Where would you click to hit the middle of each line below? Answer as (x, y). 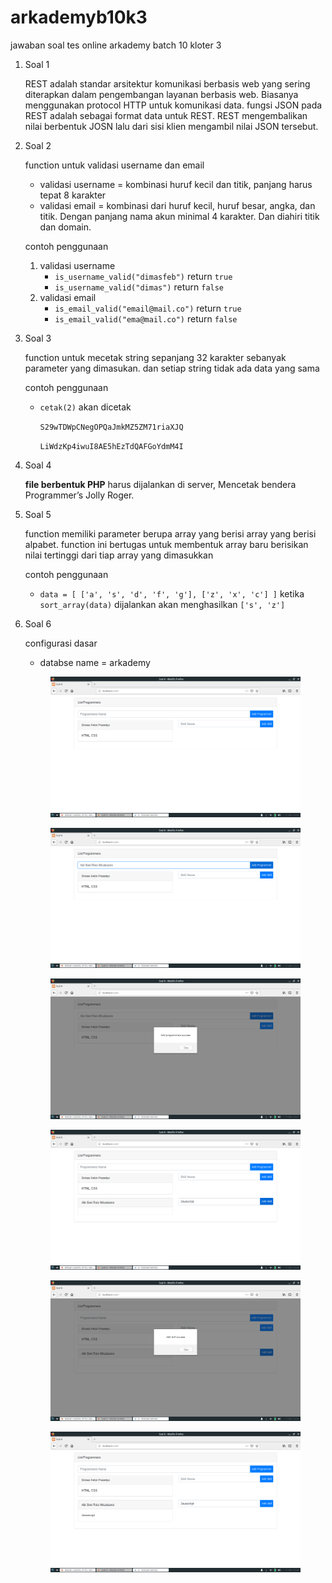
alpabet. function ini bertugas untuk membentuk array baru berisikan (166, 544)
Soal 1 (37, 64)
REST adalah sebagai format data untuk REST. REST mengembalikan (166, 115)
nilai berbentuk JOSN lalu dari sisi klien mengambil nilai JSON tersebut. (171, 126)
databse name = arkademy (95, 662)
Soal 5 (38, 514)
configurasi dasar (61, 643)
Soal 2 (38, 145)
